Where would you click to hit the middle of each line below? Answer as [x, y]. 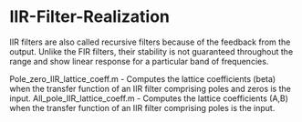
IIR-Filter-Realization [90, 17]
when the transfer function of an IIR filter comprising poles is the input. [142, 107]
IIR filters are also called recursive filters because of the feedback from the [150, 42]
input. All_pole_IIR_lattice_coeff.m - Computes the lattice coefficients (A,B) [149, 98]
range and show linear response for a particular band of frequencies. [139, 61]
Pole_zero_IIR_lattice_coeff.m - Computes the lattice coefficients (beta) [143, 78]
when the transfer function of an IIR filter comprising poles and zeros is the [151, 88]
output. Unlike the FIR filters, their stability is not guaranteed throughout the [151, 51]
